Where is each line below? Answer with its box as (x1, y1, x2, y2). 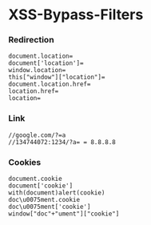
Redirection (8, 34, 54, 46)
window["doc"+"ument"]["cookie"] (8, 210, 120, 218)
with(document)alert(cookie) (8, 189, 105, 197)
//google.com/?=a (8, 131, 66, 139)
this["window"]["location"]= (8, 74, 105, 82)
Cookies (8, 156, 42, 167)
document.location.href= (8, 80, 91, 89)
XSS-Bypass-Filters (8, 6, 144, 24)
